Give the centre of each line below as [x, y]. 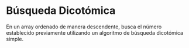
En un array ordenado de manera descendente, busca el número [84, 27]
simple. [15, 39]
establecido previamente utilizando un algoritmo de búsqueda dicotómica [94, 32]
